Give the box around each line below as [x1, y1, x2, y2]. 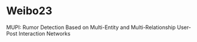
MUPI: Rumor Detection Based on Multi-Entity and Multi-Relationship [6, 24, 176, 31]
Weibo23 [6, 4, 53, 18]
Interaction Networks [19, 30, 71, 37]
